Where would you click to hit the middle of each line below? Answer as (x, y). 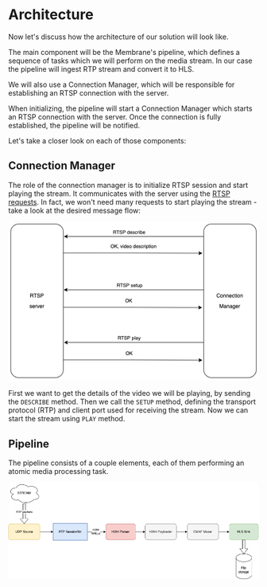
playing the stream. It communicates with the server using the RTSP (119, 194)
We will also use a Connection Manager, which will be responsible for (122, 84)
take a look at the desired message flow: (75, 210)
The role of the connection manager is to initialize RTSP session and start (128, 185)
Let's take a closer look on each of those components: (97, 140)
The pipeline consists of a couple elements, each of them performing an (126, 463)
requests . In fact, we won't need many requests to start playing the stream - (133, 202)
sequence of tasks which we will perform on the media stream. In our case (130, 61)
